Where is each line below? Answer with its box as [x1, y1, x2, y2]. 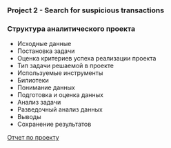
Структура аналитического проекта [7, 23, 136, 33]
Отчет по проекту [7, 134, 60, 142]
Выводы [17, 113, 41, 121]
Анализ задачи [17, 98, 61, 107]
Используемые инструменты [17, 69, 103, 77]
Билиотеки [17, 76, 50, 85]
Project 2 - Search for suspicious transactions [7, 6, 164, 15]
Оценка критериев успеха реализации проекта [17, 54, 157, 63]
